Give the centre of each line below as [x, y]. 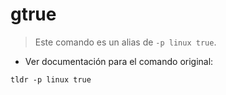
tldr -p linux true [51, 79]
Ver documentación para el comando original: [119, 61]
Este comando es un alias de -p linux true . [125, 42]
